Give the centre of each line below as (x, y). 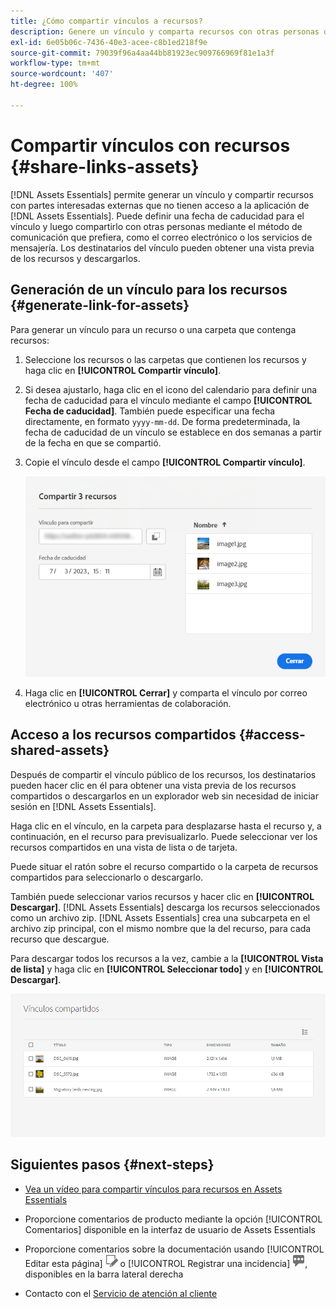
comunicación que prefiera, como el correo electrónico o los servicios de (161, 237)
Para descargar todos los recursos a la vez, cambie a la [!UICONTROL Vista (167, 958)
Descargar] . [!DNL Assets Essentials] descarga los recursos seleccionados (165, 907)
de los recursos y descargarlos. (75, 258)
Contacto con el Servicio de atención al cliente (121, 1293)
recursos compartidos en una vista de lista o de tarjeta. (124, 847)
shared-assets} (60, 750)
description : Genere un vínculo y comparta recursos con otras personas (165, 31)
